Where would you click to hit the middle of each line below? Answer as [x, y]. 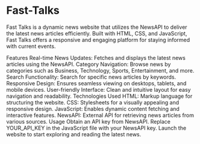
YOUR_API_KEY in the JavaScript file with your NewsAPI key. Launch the [96, 128]
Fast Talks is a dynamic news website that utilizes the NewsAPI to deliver [97, 27]
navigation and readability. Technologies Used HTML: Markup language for [99, 96]
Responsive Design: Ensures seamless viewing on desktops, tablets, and [96, 83]
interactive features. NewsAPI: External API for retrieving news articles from [100, 115]
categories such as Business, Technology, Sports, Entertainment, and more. [100, 70]
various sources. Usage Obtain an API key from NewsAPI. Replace [88, 121]
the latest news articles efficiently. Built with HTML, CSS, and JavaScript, [97, 33]
